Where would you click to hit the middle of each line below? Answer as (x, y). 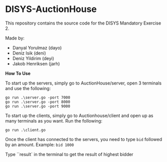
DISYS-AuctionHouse (51, 9)
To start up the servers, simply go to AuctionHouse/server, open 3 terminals (83, 83)
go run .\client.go (25, 130)
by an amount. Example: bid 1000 (39, 144)
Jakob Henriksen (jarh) (36, 63)
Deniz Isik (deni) (29, 53)
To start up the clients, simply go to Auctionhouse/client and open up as (79, 115)
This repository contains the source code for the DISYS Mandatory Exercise (83, 23)
